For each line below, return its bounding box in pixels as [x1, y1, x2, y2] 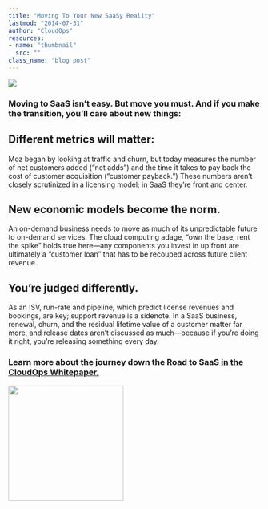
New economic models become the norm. [8, 203, 221, 216]
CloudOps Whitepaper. [8, 366, 100, 378]
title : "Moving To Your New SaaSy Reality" [8, 11, 156, 20]
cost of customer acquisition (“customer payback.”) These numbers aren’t [8, 171, 253, 180]
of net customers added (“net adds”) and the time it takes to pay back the [8, 162, 251, 172]
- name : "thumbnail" [8, 42, 78, 50]
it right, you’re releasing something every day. [8, 337, 160, 346]
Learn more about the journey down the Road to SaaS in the [8, 357, 244, 368]
